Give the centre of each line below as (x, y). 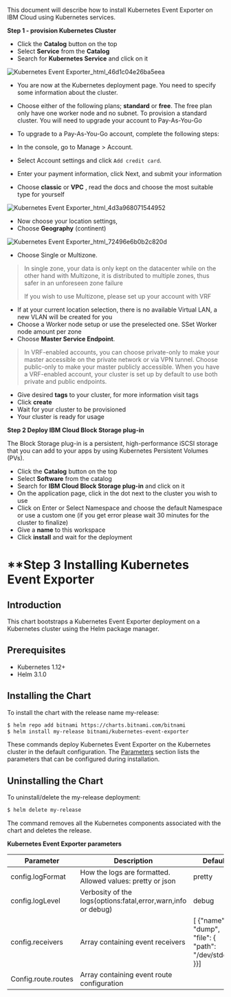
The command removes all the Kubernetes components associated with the (114, 823)
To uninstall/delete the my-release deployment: (74, 797)
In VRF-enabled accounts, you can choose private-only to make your (122, 352)
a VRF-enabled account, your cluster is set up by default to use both (121, 374)
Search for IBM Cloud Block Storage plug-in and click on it (101, 486)
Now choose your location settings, (67, 221)
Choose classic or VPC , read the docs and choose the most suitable (115, 187)
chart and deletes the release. (49, 830)
